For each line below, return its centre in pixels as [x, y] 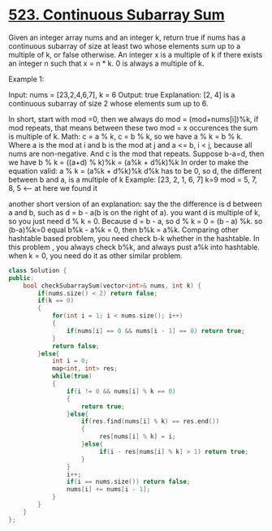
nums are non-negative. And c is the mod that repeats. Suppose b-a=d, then [136, 153]
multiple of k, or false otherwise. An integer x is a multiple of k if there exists [136, 54]
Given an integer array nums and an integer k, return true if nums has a [127, 37]
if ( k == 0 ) [56, 301]
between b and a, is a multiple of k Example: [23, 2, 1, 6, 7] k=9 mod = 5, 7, [133, 179]
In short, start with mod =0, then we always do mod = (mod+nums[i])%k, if [134, 119]
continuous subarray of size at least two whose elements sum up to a [125, 45]
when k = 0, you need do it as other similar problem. [95, 255]
